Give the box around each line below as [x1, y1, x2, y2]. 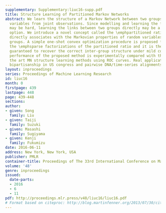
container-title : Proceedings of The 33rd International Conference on [5, 159, 156, 164]
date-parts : [9, 177, 35, 182]
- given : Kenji [5, 136, 37, 141]
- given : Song [5, 108, 35, 114]
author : [5, 104, 21, 109]
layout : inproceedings [5, 67, 52, 72]
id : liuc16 [5, 76, 28, 81]
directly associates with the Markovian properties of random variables [9, 35, 163, 40]
